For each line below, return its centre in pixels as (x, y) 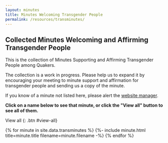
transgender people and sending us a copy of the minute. (65, 86)
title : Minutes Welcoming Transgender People (54, 15)
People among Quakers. (30, 65)
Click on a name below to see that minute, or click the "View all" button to (84, 105)
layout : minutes (22, 10)
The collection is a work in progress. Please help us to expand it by (75, 75)
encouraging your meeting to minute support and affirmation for (72, 80)
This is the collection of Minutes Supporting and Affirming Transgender (79, 60)
